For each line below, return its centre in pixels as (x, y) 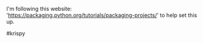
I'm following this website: (39, 9)
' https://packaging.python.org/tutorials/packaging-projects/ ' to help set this (102, 15)
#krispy (16, 33)
